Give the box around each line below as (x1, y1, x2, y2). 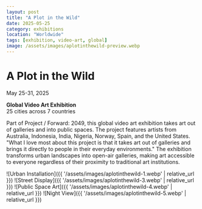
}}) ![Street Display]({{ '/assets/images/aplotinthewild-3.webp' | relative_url (6, 176, 195, 183)
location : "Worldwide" (6, 32, 64, 38)
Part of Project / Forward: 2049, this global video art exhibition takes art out (6, 119, 196, 127)
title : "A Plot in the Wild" (6, 15, 80, 21)
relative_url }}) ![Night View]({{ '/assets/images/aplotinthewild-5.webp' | (6, 190, 187, 197)
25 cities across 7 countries (6, 107, 76, 115)
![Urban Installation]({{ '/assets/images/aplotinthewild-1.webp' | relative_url (6, 170, 195, 177)
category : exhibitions (6, 26, 64, 32)
